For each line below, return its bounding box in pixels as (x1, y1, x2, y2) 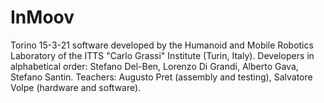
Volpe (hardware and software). (10, 81, 142, 93)
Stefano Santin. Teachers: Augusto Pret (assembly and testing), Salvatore (10, 71, 313, 83)
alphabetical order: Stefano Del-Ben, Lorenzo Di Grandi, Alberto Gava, (10, 60, 299, 72)
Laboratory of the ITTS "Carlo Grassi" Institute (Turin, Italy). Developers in (10, 49, 315, 61)
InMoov (10, 6, 75, 29)
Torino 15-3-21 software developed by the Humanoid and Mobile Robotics (10, 39, 314, 51)
